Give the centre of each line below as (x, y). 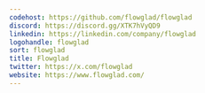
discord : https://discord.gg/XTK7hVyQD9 (85, 26)
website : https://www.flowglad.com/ (77, 75)
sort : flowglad (37, 50)
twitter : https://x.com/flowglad (71, 67)
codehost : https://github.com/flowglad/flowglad (101, 17)
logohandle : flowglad (49, 42)
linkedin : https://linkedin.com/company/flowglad (103, 34)
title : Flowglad (39, 58)
